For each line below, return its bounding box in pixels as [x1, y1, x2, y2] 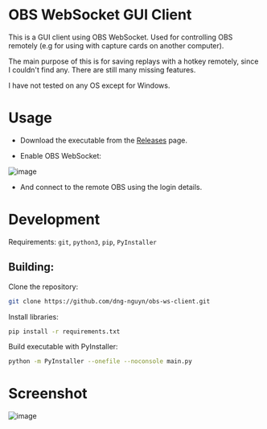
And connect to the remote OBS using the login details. [19, 182, 203, 192]
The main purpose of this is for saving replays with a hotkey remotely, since [8, 56, 259, 66]
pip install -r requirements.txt [8, 328, 121, 336]
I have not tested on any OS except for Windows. [8, 80, 170, 90]
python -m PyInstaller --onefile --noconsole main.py [8, 357, 193, 365]
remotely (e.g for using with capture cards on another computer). [8, 40, 224, 50]
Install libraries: [8, 311, 59, 321]
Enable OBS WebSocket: [19, 151, 102, 160]
